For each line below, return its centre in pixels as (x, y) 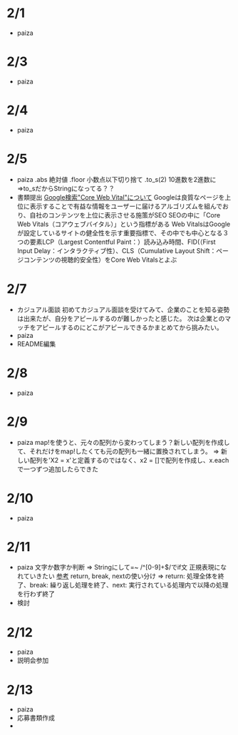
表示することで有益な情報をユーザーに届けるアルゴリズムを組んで (126, 206)
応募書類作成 (36, 718)
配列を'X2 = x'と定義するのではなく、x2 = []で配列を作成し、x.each (129, 460)
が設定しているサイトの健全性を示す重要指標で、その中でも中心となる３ (123, 232)
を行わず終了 (36, 594)
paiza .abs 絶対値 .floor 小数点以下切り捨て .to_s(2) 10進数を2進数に (117, 179)
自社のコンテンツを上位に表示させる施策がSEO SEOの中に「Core (125, 215)
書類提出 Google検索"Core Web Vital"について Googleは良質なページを (121, 197)
